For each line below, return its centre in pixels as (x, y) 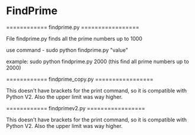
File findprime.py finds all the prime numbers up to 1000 (74, 38)
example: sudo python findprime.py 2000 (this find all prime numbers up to (97, 61)
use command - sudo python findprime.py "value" (67, 50)
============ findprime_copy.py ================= (80, 79)
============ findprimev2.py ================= (76, 108)
